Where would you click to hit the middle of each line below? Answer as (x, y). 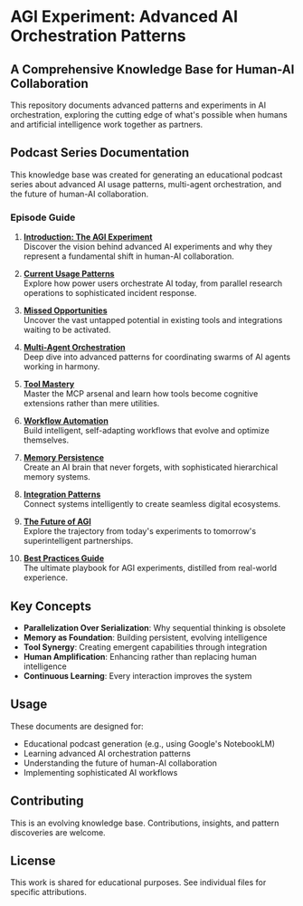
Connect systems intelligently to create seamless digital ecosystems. (152, 504)
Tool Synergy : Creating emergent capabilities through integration (145, 647)
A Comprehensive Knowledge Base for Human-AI (152, 69)
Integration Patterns (62, 494)
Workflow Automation (66, 421)
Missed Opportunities (65, 310)
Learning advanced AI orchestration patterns (107, 753)
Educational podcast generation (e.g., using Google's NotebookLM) (149, 743)
